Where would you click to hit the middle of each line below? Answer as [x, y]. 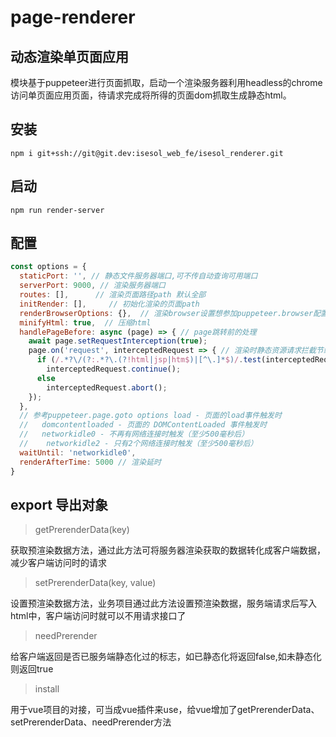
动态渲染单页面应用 [69, 56]
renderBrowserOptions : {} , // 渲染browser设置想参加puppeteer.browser [166, 313]
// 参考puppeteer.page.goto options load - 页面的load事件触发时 [150, 416]
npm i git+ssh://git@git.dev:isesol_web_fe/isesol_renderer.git [147, 153]
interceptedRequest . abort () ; [107, 387]
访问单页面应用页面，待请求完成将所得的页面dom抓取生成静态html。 [151, 95]
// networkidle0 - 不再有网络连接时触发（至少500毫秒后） [134, 434]
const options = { [48, 267]
